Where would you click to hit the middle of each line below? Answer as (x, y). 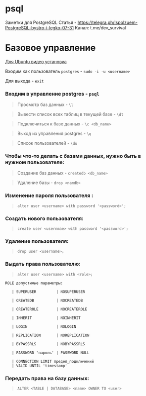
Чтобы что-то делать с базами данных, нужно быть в (73, 156)
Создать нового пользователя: (45, 218)
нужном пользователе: (35, 162)
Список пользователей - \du (47, 143)
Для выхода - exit (24, 81)
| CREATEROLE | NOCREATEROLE (49, 309)
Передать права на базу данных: (47, 378)
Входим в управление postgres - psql (52, 94)
